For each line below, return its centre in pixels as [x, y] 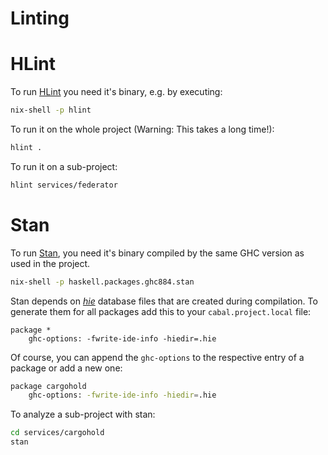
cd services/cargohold [57, 433]
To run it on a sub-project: [64, 166]
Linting [40, 18]
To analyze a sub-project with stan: [83, 414]
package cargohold [48, 386]
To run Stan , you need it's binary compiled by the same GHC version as [157, 253]
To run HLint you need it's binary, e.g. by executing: [116, 92]
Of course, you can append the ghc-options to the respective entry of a [157, 357]
